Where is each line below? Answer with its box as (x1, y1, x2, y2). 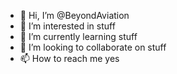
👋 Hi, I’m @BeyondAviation (19, 10, 130, 21)
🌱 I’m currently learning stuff (19, 31, 138, 42)
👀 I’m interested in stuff (19, 20, 116, 32)
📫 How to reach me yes (19, 53, 120, 64)
